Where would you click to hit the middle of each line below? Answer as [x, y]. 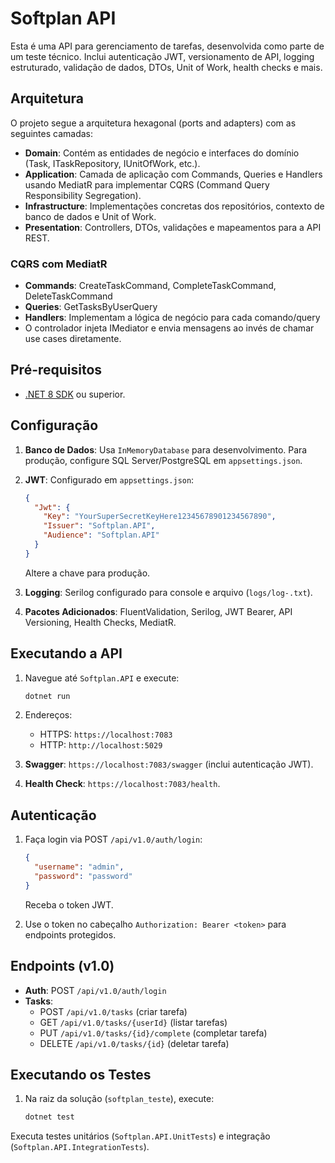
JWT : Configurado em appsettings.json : [109, 479]
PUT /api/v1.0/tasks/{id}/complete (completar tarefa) [153, 1033]
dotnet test [49, 1117]
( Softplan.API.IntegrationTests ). [80, 1147]
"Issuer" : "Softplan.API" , [99, 526]
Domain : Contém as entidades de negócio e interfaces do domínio [162, 153]
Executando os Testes [81, 1075]
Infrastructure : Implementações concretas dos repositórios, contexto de [174, 206]
